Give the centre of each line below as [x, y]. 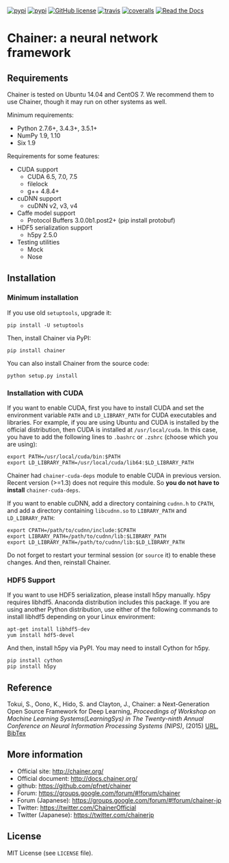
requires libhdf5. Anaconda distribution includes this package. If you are [109, 602]
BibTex [16, 734]
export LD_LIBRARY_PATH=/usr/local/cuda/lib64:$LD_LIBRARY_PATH [100, 462]
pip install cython [35, 661]
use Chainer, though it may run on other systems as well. [87, 102]
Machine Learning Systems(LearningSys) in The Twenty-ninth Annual [105, 718]
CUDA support [37, 169]
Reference [30, 687]
